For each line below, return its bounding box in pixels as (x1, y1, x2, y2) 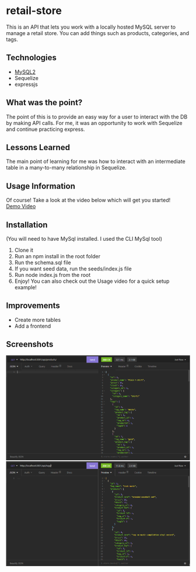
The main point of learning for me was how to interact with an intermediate (6, 158, 185, 165)
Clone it (14, 247, 34, 254)
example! (14, 284, 37, 290)
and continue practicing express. (6, 126, 85, 133)
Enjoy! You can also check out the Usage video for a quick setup (14, 278, 170, 285)
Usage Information (6, 181, 76, 191)
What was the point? (6, 98, 83, 108)
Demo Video (6, 203, 36, 210)
